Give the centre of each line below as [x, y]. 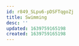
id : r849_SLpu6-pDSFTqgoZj [40, 12]
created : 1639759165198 [36, 34]
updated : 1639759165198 [36, 28]
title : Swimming [27, 17]
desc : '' [17, 23]
